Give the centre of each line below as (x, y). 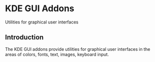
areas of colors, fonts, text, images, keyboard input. (57, 54)
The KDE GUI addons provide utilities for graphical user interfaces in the (78, 49)
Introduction (24, 37)
